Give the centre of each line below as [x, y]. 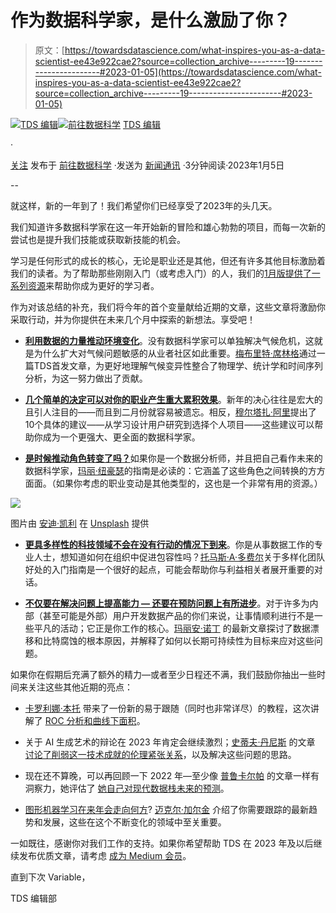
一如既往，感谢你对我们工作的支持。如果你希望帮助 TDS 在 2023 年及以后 [162, 843]
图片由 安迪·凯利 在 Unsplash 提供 [80, 523]
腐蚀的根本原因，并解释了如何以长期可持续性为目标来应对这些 [187, 640]
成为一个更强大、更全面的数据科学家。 [121, 437]
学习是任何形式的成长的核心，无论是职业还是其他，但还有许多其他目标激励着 [168, 260]
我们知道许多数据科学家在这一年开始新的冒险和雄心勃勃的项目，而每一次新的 [168, 227]
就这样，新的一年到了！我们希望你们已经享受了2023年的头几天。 [144, 205]
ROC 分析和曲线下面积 [90, 720]
